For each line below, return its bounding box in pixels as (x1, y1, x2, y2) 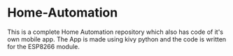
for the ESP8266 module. (7, 42, 80, 50)
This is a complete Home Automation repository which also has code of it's (7, 28, 224, 36)
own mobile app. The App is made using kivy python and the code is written (7, 35, 227, 43)
